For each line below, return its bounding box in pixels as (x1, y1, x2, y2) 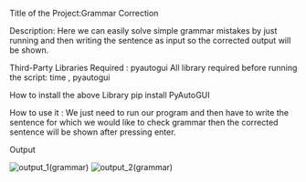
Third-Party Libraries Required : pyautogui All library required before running (9, 63, 298, 73)
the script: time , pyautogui (9, 72, 111, 83)
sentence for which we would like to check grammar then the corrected (9, 117, 279, 127)
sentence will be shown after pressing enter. (9, 126, 176, 137)
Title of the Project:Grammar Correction (9, 8, 159, 18)
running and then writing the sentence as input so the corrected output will (9, 35, 291, 45)
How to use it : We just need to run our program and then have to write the (9, 107, 290, 117)
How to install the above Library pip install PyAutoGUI (9, 90, 210, 100)
